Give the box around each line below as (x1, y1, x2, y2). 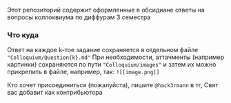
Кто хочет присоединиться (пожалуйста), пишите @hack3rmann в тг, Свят (7, 81, 219, 89)
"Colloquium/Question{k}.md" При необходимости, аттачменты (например (7, 53, 225, 61)
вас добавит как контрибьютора (7, 89, 103, 97)
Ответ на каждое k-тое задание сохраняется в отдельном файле (7, 46, 199, 54)
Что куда (7, 30, 39, 40)
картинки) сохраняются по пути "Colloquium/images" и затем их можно (7, 60, 217, 69)
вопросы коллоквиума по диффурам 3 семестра (7, 13, 151, 21)
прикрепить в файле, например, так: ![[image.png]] (7, 68, 160, 76)
